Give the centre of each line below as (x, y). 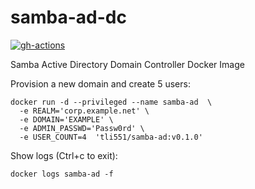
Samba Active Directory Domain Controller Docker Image (127, 64)
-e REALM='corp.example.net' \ (84, 111)
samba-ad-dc (68, 17)
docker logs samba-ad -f (62, 174)
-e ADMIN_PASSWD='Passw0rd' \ (82, 128)
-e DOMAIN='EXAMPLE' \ (66, 119)
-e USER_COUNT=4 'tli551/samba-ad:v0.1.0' (111, 137)
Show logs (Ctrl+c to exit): (64, 155)
